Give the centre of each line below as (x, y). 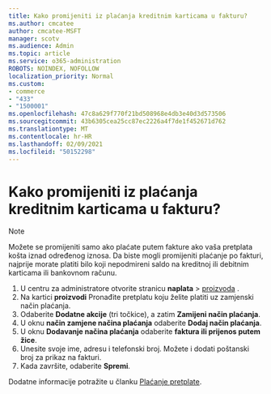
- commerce (27, 91)
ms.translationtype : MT (49, 129)
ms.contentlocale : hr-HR (50, 136)
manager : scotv (34, 39)
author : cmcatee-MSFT (45, 31)
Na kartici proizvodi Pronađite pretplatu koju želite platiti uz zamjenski (137, 298)
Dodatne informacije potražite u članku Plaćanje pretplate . (105, 382)
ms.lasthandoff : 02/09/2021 (56, 144)
